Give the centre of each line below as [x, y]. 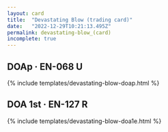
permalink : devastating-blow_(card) [59, 32]
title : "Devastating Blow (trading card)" [70, 20]
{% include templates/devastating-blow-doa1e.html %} [84, 121]
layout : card [26, 13]
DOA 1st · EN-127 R [47, 104]
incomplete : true [32, 39]
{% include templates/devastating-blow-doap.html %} [83, 83]
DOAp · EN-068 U [45, 67]
